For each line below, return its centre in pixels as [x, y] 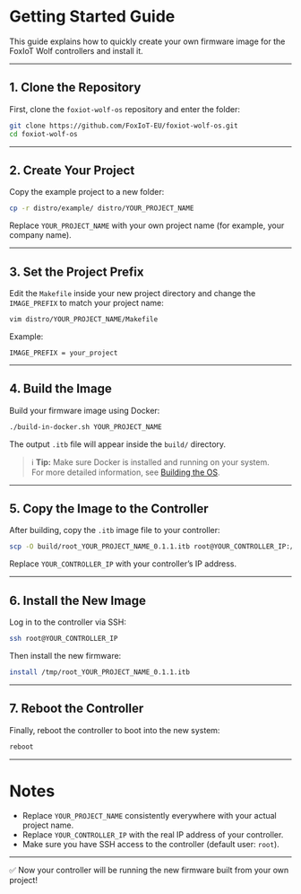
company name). [40, 235]
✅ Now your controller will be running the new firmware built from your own [149, 870]
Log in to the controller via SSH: [68, 622]
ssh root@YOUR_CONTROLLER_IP [64, 639]
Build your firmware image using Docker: [85, 410]
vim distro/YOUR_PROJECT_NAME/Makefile [84, 320]
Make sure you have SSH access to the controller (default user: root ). [150, 845]
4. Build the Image [60, 389]
